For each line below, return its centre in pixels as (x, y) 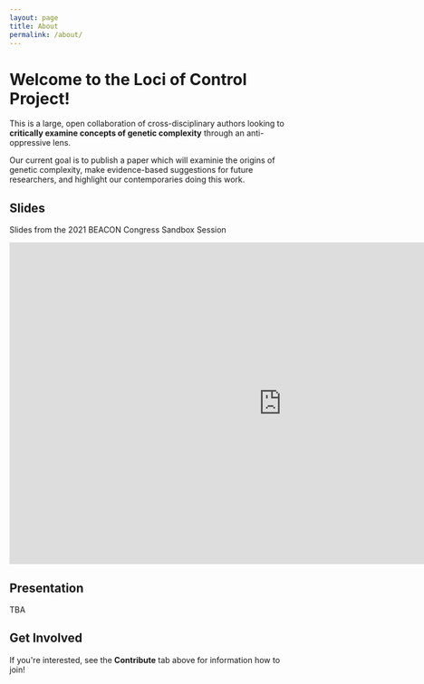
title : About (34, 26)
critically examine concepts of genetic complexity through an (127, 133)
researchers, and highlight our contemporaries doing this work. (127, 180)
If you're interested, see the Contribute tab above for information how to (145, 660)
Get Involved (46, 638)
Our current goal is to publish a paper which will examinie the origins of (142, 160)
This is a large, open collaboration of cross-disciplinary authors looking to (147, 124)
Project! (40, 98)
